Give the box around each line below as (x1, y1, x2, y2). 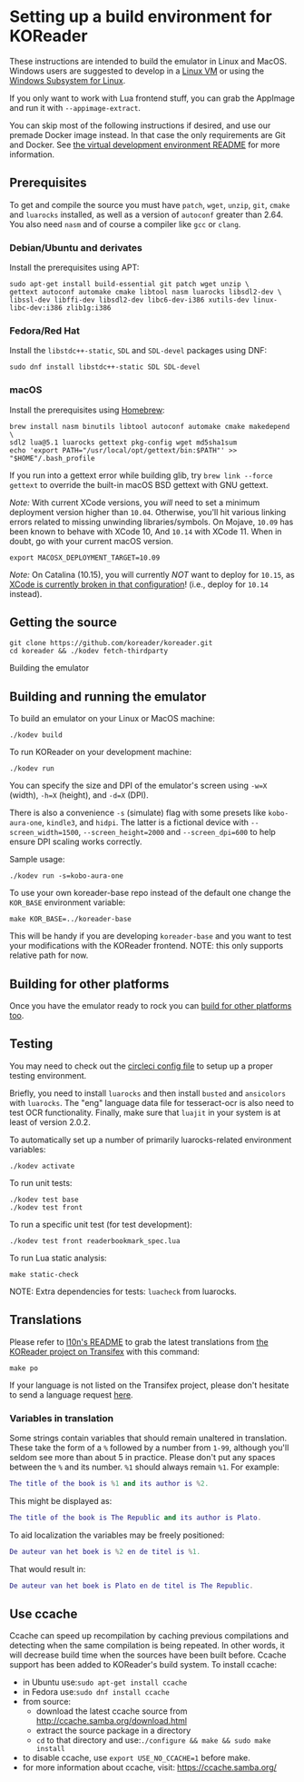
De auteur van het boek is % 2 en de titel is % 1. (9, 1547, 201, 1556)
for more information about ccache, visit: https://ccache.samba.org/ (22, 1762, 277, 1773)
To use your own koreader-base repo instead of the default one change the (9, 888, 291, 899)
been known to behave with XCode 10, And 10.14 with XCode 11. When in (9, 525, 282, 537)
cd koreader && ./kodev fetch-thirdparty (9, 647, 169, 656)
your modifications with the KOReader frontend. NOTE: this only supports (9, 941, 284, 951)
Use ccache (9, 1606, 78, 1621)
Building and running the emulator (9, 689, 207, 704)
